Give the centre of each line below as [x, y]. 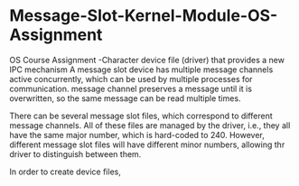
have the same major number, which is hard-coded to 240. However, [137, 135]
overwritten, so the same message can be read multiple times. [125, 98]
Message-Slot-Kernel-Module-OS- [144, 16]
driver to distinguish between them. [75, 153]
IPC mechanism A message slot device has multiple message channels [141, 70]
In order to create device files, [65, 172]
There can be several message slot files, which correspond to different [141, 116]
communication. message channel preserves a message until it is [131, 88]
